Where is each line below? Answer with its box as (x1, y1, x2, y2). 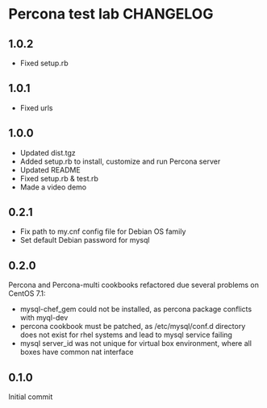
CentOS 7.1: (8, 289, 46, 298)
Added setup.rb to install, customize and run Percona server (19, 156, 221, 166)
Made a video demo (19, 182, 87, 192)
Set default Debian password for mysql (19, 235, 150, 245)
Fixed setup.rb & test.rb (19, 173, 99, 183)
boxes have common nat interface (19, 348, 134, 357)
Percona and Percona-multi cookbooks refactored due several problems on (8, 280, 260, 290)
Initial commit (8, 392, 53, 402)
